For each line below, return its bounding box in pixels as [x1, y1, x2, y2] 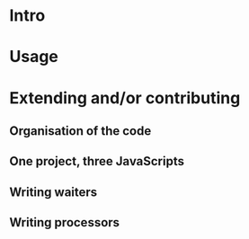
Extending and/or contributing [9, 87, 241, 108]
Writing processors [9, 215, 120, 230]
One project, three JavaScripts [9, 154, 184, 169]
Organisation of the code [9, 123, 152, 138]
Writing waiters [9, 184, 98, 199]
